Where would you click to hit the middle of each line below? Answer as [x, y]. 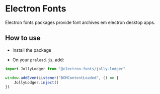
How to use [23, 38]
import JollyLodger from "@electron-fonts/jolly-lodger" [65, 69]
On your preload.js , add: [38, 60]
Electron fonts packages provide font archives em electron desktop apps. [80, 22]
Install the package [32, 50]
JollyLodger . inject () [36, 83]
